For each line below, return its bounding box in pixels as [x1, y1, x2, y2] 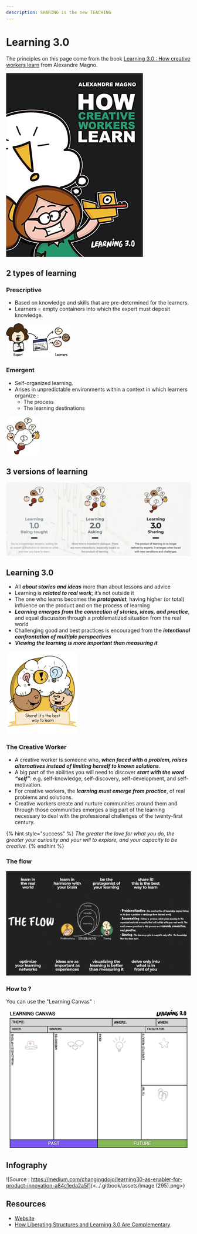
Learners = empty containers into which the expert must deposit [14, 306, 171, 313]
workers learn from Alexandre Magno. [6, 61, 98, 68]
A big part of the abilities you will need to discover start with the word [14, 769, 185, 776]
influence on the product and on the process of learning [14, 602, 150, 608]
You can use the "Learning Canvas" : [6, 998, 96, 1005]
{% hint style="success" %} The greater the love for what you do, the [6, 830, 175, 837]
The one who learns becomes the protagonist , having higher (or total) [14, 596, 185, 603]
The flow [6, 857, 32, 865]
